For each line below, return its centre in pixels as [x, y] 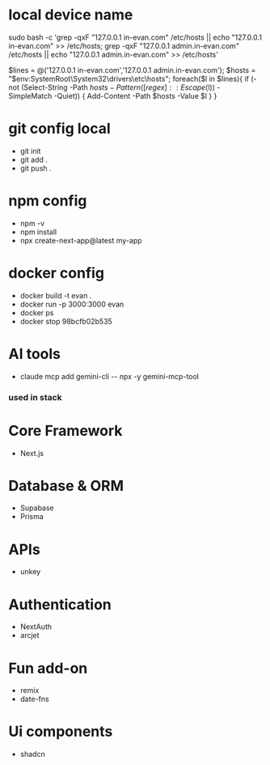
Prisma [32, 517]
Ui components [61, 731]
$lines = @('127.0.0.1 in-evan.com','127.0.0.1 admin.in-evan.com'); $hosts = [132, 70]
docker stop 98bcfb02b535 [66, 321]
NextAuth [36, 627]
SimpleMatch [30, 95]
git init [30, 150]
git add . [34, 159]
